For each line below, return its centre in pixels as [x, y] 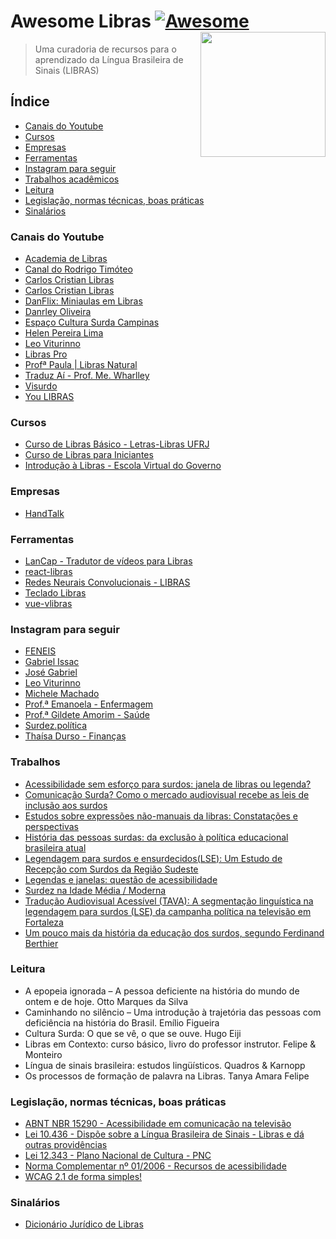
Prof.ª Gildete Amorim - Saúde [87, 715]
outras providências [66, 1145]
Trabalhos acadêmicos [72, 179]
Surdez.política [56, 726]
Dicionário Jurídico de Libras [84, 1224]
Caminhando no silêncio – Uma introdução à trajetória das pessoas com [173, 1012]
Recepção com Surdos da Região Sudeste [111, 869]
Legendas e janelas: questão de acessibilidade [121, 879]
